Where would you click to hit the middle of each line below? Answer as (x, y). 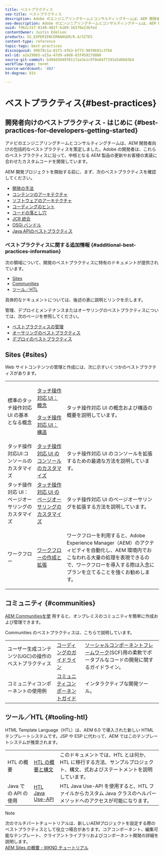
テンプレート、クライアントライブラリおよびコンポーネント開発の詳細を (86, 835)
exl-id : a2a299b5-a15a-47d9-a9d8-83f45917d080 (53, 55)
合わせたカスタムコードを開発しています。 (48, 161)
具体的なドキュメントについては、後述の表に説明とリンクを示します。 (75, 300)
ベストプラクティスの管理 (38, 327)
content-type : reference (30, 42)
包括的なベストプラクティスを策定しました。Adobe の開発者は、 (78, 149)
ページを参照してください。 (54, 316)
